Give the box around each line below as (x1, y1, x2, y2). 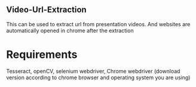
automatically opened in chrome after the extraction (6, 27, 134, 34)
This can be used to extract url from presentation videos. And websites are (6, 20, 191, 27)
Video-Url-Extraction (6, 5, 87, 15)
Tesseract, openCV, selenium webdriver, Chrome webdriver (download (6, 67, 180, 74)
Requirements (6, 48, 78, 61)
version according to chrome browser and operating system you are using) (6, 74, 191, 81)
